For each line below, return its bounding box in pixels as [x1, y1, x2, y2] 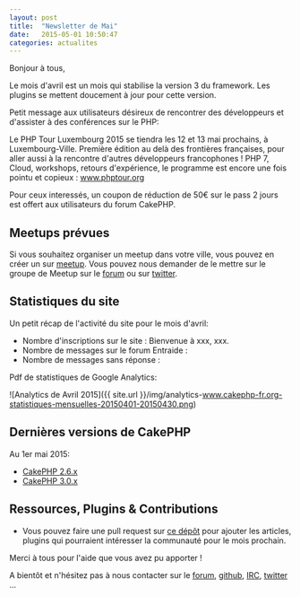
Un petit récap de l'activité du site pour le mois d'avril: [9, 318, 209, 329]
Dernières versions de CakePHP [9, 425, 191, 440]
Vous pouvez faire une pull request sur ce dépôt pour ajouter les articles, [21, 525, 292, 536]
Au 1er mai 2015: [9, 448, 70, 459]
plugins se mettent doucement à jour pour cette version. [9, 90, 217, 101]
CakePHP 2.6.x [21, 466, 78, 477]
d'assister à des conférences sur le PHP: [9, 117, 159, 127]
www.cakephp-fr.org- [201, 389, 283, 399]
